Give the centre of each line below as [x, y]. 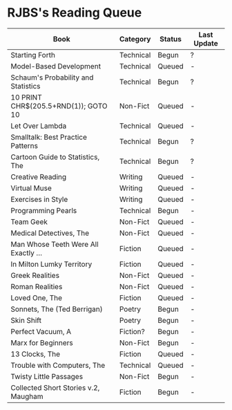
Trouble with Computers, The [58, 365]
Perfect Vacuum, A [41, 331]
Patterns [25, 145]
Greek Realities [35, 275]
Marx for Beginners [42, 342]
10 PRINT [27, 97]
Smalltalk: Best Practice [49, 137]
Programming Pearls [44, 210]
